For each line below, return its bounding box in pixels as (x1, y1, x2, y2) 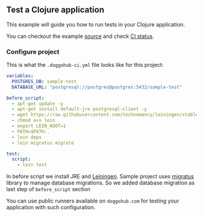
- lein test (17, 162, 47, 168)
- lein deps (11, 134, 42, 140)
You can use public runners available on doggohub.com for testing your (6, 197, 179, 204)
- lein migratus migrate (11, 140, 74, 146)
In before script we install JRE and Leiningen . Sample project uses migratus (6, 173, 195, 180)
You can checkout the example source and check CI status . (6, 33, 154, 40)
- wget (11, 112, 28, 118)
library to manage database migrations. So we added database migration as (6, 179, 195, 186)
